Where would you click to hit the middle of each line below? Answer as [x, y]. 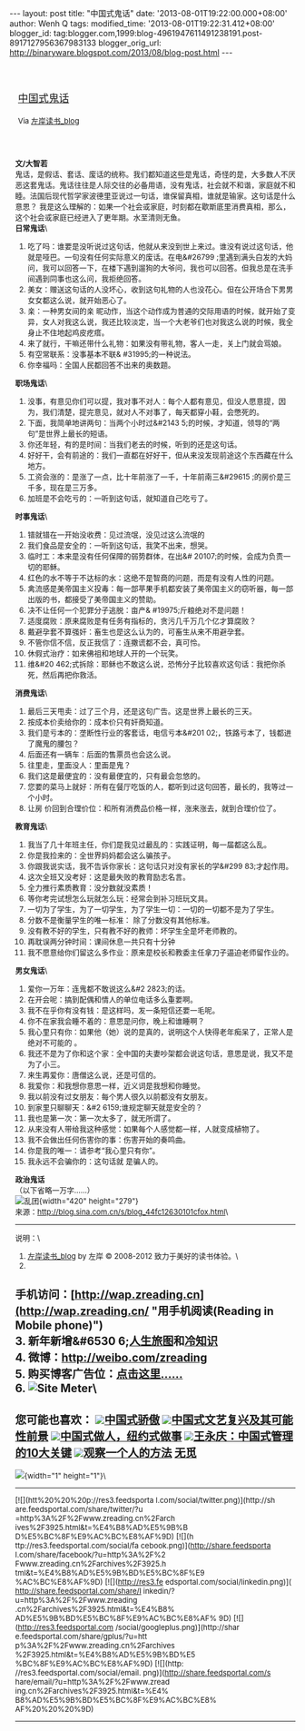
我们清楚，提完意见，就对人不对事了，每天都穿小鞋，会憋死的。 [153, 412]
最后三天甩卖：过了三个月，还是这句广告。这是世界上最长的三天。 [142, 711]
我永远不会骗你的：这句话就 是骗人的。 [95, 1161]
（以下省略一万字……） [55, 1190]
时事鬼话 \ [31, 516]
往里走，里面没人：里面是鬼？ [79, 765]
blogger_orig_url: [130, 43]
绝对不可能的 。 [54, 1043]
